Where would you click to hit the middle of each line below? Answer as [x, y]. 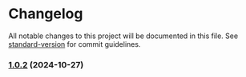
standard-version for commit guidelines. [75, 44]
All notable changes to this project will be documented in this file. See [123, 36]
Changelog [46, 14]
